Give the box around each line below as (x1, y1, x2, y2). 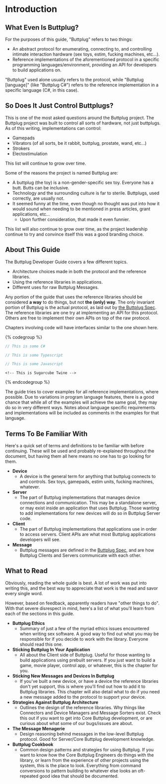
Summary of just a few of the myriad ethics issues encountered (19, 625, 150, 631)
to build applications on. (12, 67, 62, 73)
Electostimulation (12, 150, 48, 157)
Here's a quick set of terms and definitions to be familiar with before (5, 443, 145, 449)
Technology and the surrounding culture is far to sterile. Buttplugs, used (12, 190, 160, 196)
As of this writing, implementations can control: (5, 125, 102, 131)
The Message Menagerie (12, 725, 65, 731)
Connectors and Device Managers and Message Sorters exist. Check (19, 710, 161, 716)
